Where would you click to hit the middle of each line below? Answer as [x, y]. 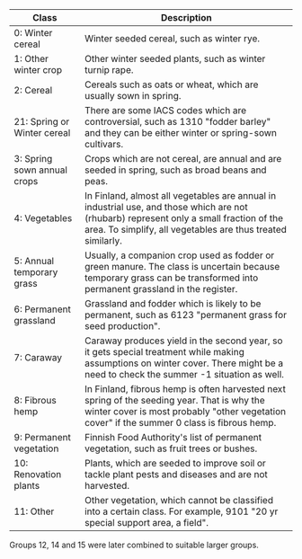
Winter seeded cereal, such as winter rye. [172, 38]
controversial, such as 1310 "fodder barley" [178, 122]
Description [187, 18]
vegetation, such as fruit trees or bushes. [171, 448]
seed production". [122, 326]
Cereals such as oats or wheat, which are [171, 84]
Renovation [38, 474]
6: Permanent [43, 309]
